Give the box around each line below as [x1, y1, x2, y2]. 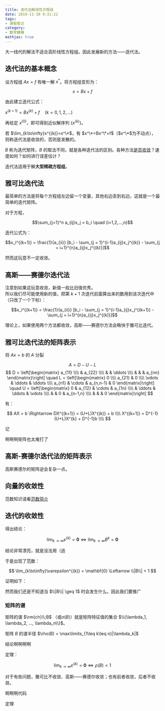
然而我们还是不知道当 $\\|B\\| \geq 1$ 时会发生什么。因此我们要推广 [5, 588, 141, 594]
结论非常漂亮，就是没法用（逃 [5, 547, 65, 554]
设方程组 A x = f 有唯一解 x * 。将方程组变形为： [5, 78, 99, 85]
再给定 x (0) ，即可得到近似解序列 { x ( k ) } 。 [5, 119, 86, 125]
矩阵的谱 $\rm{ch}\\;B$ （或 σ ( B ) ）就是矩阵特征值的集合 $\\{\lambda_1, [5, 614, 147, 620]
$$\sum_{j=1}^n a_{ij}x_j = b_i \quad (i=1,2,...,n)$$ [31, 219, 134, 225]
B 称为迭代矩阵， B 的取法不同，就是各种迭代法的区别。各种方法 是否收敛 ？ [5, 147, 156, 153]
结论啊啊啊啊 [5, 641, 31, 647]
